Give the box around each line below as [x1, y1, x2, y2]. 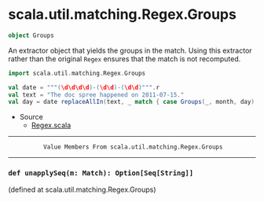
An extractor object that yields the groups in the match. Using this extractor [8, 46, 253, 55]
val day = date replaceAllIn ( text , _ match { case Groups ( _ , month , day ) [8, 98, 255, 106]
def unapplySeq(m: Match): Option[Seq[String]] [8, 169, 194, 178]
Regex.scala [31, 120, 71, 130]
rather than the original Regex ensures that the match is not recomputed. [8, 53, 241, 64]
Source [19, 112, 43, 122]
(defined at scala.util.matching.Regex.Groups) [8, 185, 156, 194]
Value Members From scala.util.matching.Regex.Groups [42, 143, 223, 151]
